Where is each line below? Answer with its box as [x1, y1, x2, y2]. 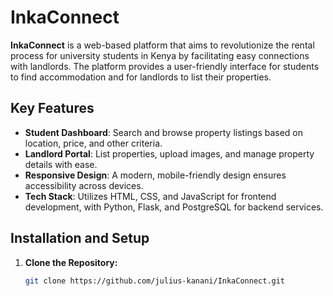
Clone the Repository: [24, 256, 118, 268]
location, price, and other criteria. [24, 137, 163, 149]
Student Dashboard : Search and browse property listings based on [24, 126, 304, 138]
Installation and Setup [10, 230, 150, 247]
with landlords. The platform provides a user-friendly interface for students [10, 60, 320, 72]
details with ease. [24, 158, 98, 170]
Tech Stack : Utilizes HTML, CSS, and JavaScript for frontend [24, 190, 277, 202]
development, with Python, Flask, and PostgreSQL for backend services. [24, 201, 324, 213]
